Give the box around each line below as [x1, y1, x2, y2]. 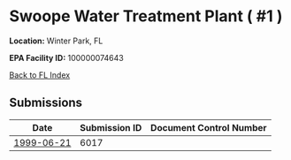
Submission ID [79, 121, 142, 133]
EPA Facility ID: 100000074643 [9, 52, 124, 63]
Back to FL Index [9, 69, 71, 80]
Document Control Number [149, 121, 267, 133]
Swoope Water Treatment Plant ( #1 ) [9, 6, 283, 27]
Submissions [9, 95, 82, 110]
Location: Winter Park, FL [9, 35, 103, 46]
